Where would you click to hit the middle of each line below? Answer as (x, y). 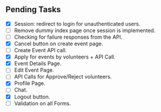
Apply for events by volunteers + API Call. (65, 57)
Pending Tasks (33, 10)
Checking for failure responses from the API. (68, 37)
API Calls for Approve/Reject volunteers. (63, 77)
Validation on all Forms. (42, 103)
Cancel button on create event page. (59, 44)
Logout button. (32, 97)
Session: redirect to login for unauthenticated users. (77, 23)
